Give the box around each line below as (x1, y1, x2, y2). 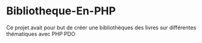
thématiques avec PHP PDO (6, 30, 75, 37)
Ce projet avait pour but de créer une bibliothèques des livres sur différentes (6, 24, 197, 31)
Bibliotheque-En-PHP (6, 4, 116, 18)
